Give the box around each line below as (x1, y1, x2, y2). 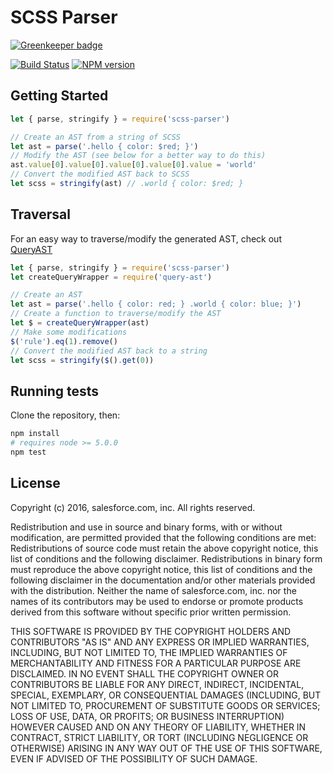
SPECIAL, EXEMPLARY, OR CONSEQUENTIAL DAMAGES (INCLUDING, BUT (10, 689, 322, 701)
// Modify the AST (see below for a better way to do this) (10, 151, 267, 161)
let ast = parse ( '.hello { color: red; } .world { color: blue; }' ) (10, 299, 302, 310)
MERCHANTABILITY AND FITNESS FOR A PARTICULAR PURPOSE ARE (10, 657, 302, 669)
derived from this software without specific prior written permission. (10, 606, 292, 618)
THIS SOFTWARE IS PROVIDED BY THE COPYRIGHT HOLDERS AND (10, 625, 292, 637)
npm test (10, 447, 47, 457)
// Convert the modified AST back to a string (10, 346, 208, 356)
